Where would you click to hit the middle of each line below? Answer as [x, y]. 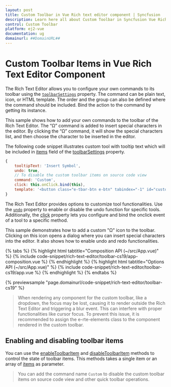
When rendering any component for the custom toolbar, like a [82, 298]
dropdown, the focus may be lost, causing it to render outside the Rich [91, 303]
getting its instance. [26, 110]
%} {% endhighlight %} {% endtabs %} [76, 272]
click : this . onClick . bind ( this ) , [50, 185]
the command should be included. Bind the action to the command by [78, 105]
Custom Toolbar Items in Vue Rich [78, 64]
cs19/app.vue [20, 272]
